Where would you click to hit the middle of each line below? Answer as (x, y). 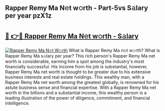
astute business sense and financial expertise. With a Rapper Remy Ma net (81, 87)
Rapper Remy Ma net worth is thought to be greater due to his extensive (78, 72)
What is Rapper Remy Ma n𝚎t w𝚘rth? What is (114, 50)
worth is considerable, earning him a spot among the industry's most (75, 61)
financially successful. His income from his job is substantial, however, (76, 67)
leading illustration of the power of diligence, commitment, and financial (78, 98)
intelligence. (17, 103)
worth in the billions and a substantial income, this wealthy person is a (76, 93)
